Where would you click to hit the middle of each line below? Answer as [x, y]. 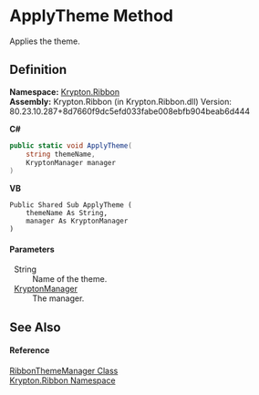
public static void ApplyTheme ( [71, 146]
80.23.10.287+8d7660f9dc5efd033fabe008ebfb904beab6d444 [130, 111]
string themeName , [61, 154]
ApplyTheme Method [91, 16]
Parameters [32, 249]
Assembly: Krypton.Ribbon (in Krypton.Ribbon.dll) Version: [121, 101]
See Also [35, 327]
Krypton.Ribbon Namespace [62, 380]
